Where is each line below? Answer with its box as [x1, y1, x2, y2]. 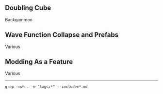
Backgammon [5, 16, 33, 22]
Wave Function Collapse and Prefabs [5, 31, 119, 39]
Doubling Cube [5, 4, 51, 12]
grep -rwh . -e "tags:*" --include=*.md [5, 84, 88, 89]
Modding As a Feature [5, 58, 73, 66]
